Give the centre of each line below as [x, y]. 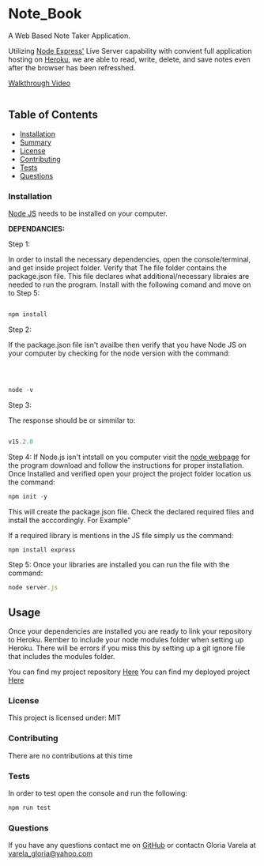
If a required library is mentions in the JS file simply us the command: [121, 535]
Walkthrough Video [40, 83]
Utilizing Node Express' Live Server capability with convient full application [130, 51]
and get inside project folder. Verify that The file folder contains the [118, 268]
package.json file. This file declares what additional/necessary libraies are [129, 277]
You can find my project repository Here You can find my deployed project [129, 672]
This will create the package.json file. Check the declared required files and [131, 511]
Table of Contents [53, 115]
